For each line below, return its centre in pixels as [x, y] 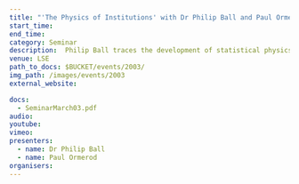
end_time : [28, 34]
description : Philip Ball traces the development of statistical [135, 51]
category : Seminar [43, 42]
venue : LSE [29, 59]
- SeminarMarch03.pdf [57, 108]
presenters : [31, 141]
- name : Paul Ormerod [57, 157]
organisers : [31, 165]
